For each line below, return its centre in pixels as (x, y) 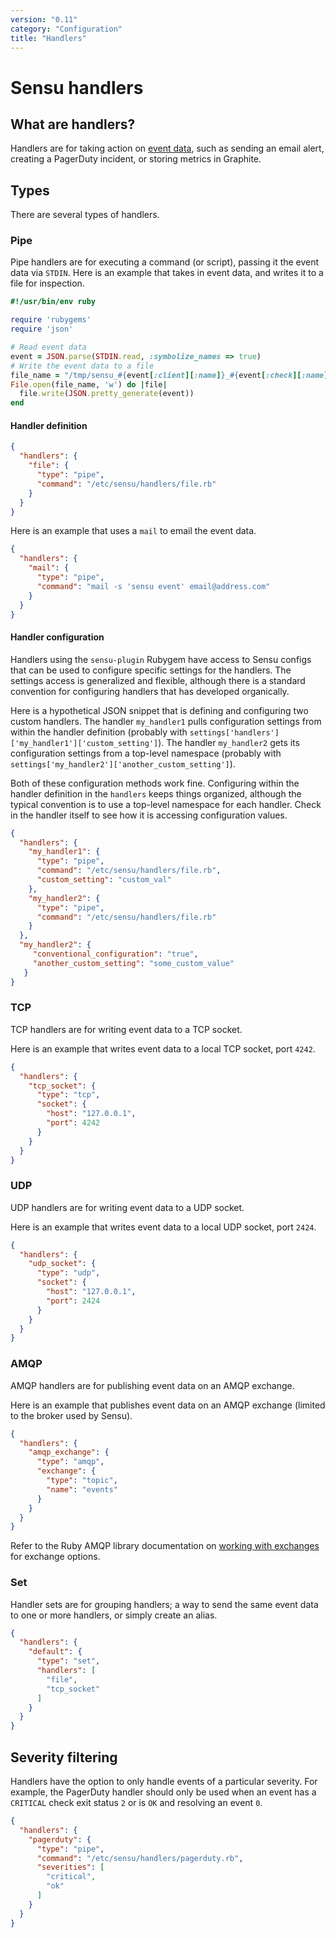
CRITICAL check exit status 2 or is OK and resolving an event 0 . (136, 1803)
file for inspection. (47, 283)
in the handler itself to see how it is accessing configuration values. (149, 815)
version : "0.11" (44, 19)
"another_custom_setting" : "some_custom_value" (133, 963)
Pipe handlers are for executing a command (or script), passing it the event (165, 262)
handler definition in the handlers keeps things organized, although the (156, 793)
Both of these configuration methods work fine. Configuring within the (155, 783)
